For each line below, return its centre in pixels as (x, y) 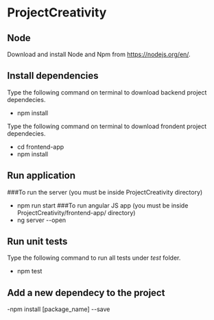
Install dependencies (53, 76)
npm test (29, 271)
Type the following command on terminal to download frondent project (107, 126)
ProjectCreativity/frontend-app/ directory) (76, 212)
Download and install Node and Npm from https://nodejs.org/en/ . (99, 54)
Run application (41, 176)
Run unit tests (37, 242)
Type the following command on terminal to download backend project (107, 92)
